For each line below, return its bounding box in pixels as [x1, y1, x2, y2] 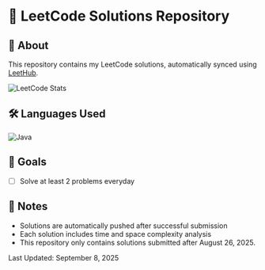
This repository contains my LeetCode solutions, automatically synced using [8, 59, 257, 69]
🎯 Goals [8, 155, 47, 169]
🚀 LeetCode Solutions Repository [8, 7, 230, 25]
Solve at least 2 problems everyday [19, 176, 135, 185]
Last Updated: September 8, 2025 [8, 253, 119, 262]
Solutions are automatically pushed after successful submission [19, 221, 228, 230]
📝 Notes [8, 200, 48, 213]
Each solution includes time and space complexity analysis [19, 229, 212, 238]
